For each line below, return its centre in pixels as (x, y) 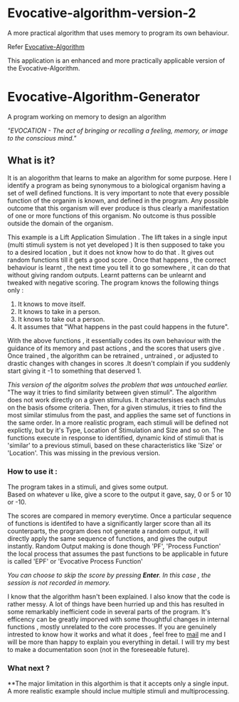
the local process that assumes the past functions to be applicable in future (118, 554)
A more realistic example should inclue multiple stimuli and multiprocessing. (118, 691)
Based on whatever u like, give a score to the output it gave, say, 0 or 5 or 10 (119, 494)
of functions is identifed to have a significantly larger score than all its (109, 523)
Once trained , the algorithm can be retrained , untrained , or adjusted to (113, 355)
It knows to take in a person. (59, 311)
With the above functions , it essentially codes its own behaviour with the (115, 340)
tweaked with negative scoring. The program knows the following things (113, 283)
